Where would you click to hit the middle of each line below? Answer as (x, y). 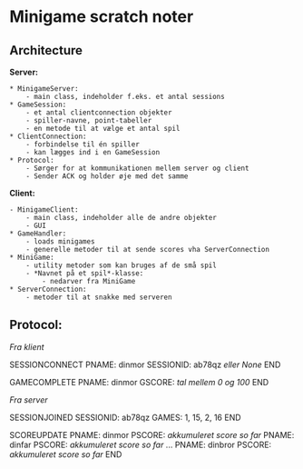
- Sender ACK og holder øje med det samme (107, 176)
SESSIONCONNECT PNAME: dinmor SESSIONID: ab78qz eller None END (145, 364)
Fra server (29, 399)
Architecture (46, 50)
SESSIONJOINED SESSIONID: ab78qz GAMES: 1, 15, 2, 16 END (126, 417)
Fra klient (27, 346)
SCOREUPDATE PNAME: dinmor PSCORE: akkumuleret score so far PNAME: (152, 434)
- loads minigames (60, 242)
